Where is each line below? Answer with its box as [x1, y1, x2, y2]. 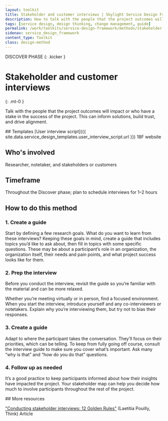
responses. [5, 311, 28, 318]
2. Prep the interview [5, 269, 57, 276]
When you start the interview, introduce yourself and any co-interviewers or [5, 301, 161, 307]
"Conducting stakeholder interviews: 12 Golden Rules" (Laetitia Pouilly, [5, 405, 151, 411]
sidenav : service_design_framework [5, 31, 79, 36]
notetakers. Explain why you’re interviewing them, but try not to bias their [5, 306, 156, 312]
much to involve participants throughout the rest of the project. [5, 386, 135, 392]
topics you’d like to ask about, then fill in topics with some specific [5, 241, 141, 247]
